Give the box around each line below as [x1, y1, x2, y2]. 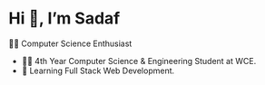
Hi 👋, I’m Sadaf [8, 8, 121, 29]
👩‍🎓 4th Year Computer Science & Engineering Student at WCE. [21, 55, 257, 66]
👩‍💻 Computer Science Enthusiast [8, 38, 132, 49]
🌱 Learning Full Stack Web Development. [21, 65, 175, 76]
